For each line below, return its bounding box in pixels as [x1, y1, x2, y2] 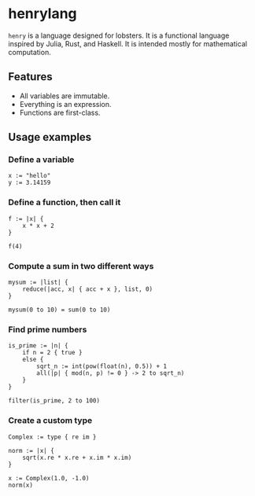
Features [8, 70, 53, 83]
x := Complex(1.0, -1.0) [8, 474, 90, 482]
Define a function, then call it [8, 197, 121, 208]
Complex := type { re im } [8, 433, 97, 441]
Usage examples [8, 130, 92, 144]
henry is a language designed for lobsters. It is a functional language [8, 31, 230, 40]
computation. [8, 47, 51, 57]
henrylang [8, 5, 77, 23]
